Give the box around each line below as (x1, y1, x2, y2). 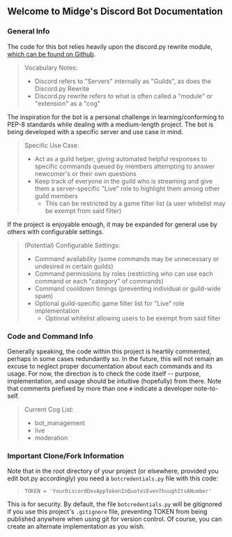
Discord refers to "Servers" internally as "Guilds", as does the (34, 77, 211, 85)
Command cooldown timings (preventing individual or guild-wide (34, 284, 221, 293)
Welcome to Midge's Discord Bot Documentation (7, 6, 223, 17)
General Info (7, 27, 50, 36)
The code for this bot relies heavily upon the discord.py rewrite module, (7, 42, 212, 51)
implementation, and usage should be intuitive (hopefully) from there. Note (7, 376, 222, 385)
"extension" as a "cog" (34, 99, 101, 108)
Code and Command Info (7, 331, 93, 341)
